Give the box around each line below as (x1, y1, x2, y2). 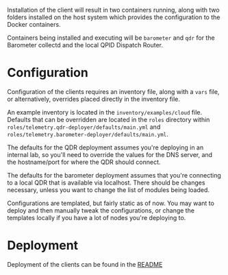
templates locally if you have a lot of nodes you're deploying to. (7, 213, 186, 222)
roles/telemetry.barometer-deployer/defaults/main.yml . (7, 130, 169, 138)
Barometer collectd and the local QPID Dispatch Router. (7, 41, 163, 49)
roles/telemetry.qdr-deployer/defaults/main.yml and (7, 123, 161, 131)
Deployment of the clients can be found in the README (7, 260, 163, 268)
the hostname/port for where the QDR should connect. (7, 158, 161, 166)
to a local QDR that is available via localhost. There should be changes (7, 178, 205, 187)
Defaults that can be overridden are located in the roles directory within (7, 115, 210, 123)
